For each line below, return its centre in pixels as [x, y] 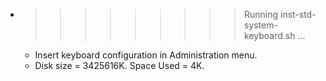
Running [261, 14]
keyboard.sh [269, 35]
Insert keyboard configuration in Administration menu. [146, 55]
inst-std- [298, 14]
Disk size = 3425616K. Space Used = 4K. [119, 65]
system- [260, 25]
